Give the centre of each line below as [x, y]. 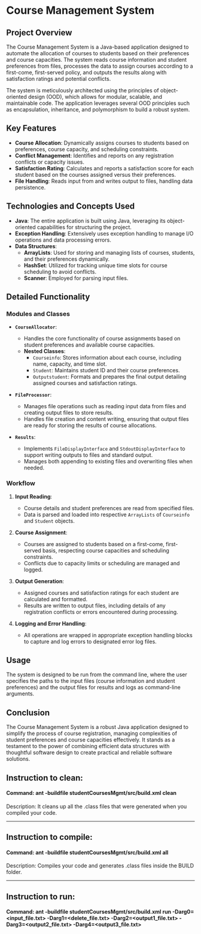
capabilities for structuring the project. [84, 227]
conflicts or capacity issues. [50, 162]
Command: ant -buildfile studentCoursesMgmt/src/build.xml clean [92, 793]
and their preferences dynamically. [66, 259]
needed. [34, 468]
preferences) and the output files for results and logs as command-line [93, 688]
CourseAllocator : [36, 327]
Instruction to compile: [49, 837]
